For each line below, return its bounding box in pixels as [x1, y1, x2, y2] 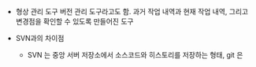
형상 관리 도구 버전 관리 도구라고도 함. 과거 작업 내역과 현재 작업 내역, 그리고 [15, 7, 249, 16]
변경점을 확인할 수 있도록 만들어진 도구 [15, 17, 134, 26]
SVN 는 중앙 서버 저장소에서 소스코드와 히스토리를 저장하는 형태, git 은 [27, 50, 243, 59]
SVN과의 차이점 [15, 34, 65, 43]
